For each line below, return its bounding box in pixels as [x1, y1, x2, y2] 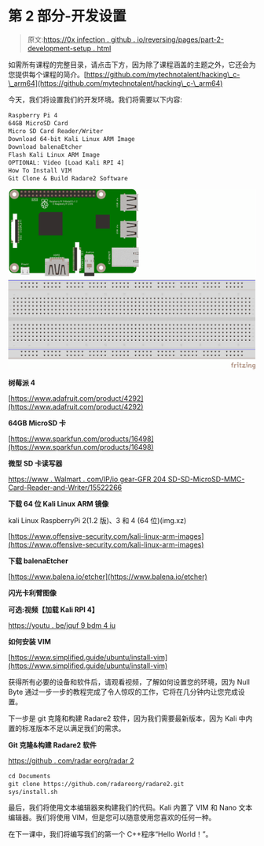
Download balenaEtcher [8, 143, 82, 150]
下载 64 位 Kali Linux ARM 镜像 [8, 499, 109, 508]
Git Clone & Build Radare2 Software [8, 174, 128, 182]
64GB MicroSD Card [8, 119, 68, 127]
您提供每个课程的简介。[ [8, 69, 87, 79]
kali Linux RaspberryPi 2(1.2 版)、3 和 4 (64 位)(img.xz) [8, 515, 187, 525]
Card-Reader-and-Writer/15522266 [8, 482, 123, 492]
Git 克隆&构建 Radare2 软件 [8, 740, 97, 749]
